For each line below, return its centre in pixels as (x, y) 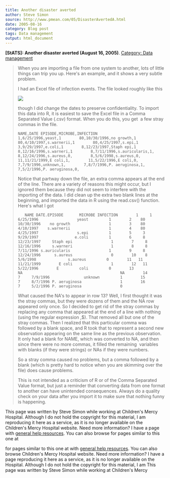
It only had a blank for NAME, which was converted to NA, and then (88, 339)
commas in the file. (38, 124)
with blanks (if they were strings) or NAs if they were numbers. (83, 349)
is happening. (32, 402)
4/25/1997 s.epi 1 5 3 (81, 233)
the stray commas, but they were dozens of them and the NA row (86, 301)
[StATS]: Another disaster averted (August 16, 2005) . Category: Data (79, 53)
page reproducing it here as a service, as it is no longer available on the (80, 459)
